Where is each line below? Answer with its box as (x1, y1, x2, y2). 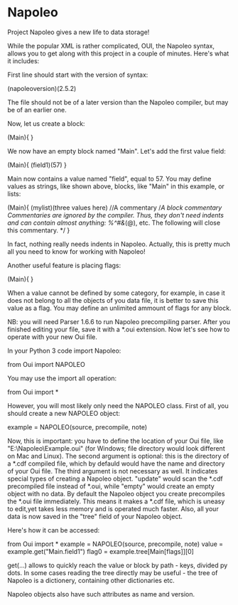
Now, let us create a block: (7, 119, 85, 128)
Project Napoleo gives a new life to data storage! (7, 28, 150, 36)
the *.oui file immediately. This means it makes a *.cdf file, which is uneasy (7, 497, 225, 505)
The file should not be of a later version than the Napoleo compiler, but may (7, 97, 229, 107)
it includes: (7, 56, 40, 65)
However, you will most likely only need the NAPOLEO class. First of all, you (7, 401, 229, 409)
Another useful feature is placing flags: (7, 261, 121, 269)
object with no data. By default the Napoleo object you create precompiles (7, 489, 225, 498)
